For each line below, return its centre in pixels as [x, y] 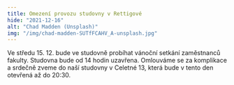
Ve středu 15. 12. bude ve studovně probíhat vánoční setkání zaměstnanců [114, 53]
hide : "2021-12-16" [36, 20]
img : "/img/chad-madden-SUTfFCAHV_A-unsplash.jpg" [82, 33]
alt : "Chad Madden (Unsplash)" [53, 26]
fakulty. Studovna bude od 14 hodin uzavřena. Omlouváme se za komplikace [117, 61]
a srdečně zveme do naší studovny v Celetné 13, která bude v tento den [110, 68]
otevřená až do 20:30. [39, 75]
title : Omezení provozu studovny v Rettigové [74, 14]
